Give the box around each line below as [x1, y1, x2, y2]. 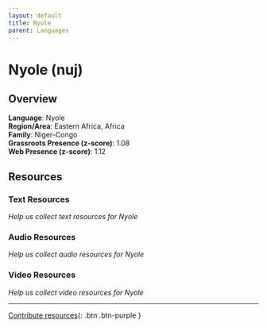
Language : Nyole [8, 113, 65, 123]
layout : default [8, 11, 62, 20]
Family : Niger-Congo [8, 130, 78, 140]
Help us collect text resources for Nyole [8, 212, 138, 222]
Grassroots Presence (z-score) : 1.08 [8, 138, 130, 148]
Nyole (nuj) [8, 60, 83, 79]
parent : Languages [8, 26, 69, 34]
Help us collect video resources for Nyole [8, 287, 145, 297]
